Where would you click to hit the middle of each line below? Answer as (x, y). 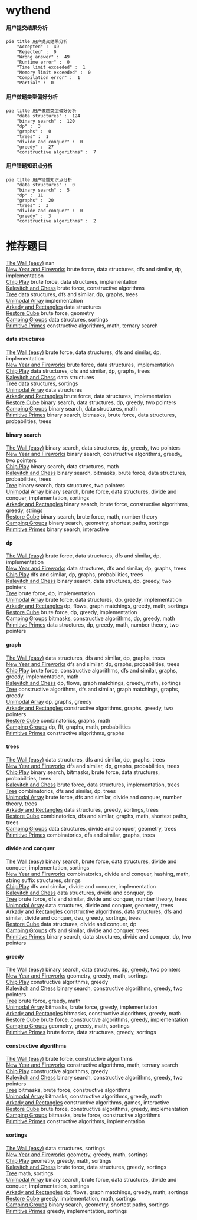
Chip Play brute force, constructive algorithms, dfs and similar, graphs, (92, 670)
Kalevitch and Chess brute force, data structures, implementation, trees (93, 785)
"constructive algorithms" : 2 (56, 221)
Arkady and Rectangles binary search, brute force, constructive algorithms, (98, 504)
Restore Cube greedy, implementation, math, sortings (71, 1198)
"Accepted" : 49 (38, 47)
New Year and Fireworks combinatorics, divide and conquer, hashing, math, (98, 874)
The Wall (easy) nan (30, 263)
